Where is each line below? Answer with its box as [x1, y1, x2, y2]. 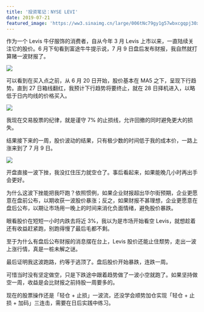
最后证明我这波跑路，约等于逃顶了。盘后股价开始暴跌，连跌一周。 [6, 259, 171, 266]
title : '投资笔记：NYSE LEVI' [6, 8, 78, 15]
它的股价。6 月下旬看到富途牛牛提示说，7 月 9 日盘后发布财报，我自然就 [11, 45, 192, 52]
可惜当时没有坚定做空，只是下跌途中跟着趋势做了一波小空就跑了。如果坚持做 [6, 271, 198, 279]
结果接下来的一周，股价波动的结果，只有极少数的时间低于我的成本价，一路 [6, 137, 192, 144]
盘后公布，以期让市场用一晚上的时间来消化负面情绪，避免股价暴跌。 [6, 205, 177, 212]
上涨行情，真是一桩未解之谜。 [6, 245, 81, 253]
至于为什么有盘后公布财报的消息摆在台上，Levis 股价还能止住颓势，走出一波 [6, 238, 197, 245]
